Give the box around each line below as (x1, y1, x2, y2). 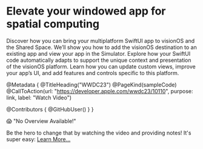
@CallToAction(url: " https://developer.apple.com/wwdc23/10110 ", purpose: (6, 87, 193, 94)
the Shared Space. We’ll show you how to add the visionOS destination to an (6, 44, 197, 51)
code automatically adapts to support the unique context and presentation (6, 56, 192, 64)
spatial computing (6, 17, 100, 31)
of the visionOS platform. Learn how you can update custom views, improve (6, 62, 196, 70)
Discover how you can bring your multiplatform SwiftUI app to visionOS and (6, 37, 195, 44)
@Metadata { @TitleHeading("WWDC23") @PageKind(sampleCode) (6, 81, 177, 88)
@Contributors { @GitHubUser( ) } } (6, 105, 94, 113)
